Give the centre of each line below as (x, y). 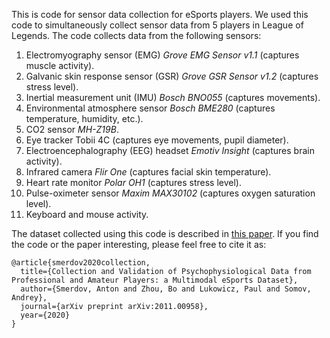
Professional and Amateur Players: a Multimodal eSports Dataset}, (155, 280)
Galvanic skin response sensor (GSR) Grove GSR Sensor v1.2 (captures (172, 76)
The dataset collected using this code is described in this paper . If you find (165, 233)
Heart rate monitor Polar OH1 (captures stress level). (133, 182)
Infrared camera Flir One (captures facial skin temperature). (148, 172)
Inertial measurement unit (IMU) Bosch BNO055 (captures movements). (173, 97)
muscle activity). (60, 65)
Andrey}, (29, 298)
